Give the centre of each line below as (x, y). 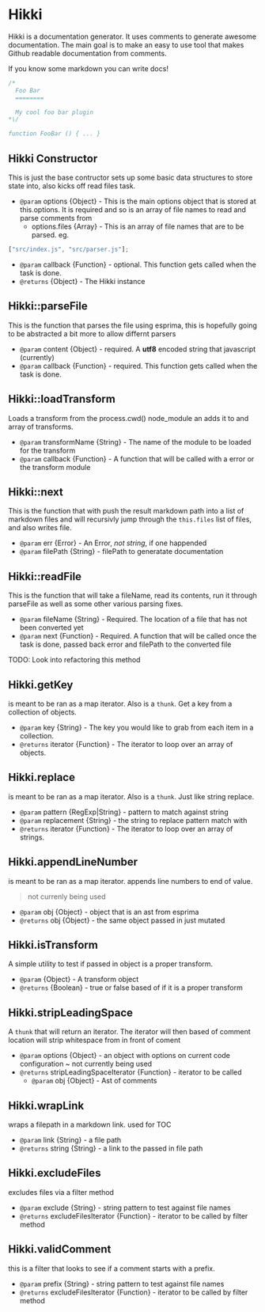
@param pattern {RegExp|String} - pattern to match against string (124, 812)
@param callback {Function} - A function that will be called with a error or (137, 459)
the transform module (55, 467)
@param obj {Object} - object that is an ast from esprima (109, 912)
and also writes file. (40, 528)
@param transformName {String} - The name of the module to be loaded (135, 442)
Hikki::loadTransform (62, 399)
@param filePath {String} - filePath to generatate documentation (121, 552)
